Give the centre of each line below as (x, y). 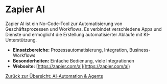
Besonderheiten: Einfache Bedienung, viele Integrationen (73, 60)
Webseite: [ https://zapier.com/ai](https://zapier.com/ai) (71, 66)
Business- (140, 50)
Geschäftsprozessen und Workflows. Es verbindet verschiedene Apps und (83, 29)
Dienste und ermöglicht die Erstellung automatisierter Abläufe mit (74, 34)
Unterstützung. (21, 40)
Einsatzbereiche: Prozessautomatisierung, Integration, (70, 50)
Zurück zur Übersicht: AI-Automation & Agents (54, 76)
